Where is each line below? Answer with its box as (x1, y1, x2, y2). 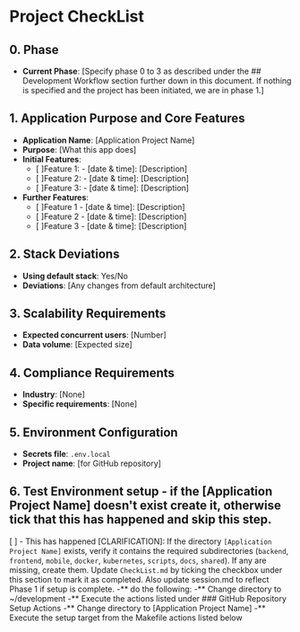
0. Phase (9, 42, 60, 57)
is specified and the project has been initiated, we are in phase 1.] (21, 85, 264, 95)
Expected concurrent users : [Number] (21, 329, 167, 340)
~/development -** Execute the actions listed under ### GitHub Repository (9, 592, 287, 603)
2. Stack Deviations (9, 247, 120, 262)
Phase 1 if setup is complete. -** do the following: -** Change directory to (9, 584, 282, 594)
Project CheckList (9, 6, 145, 27)
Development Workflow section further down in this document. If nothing (21, 75, 292, 86)
